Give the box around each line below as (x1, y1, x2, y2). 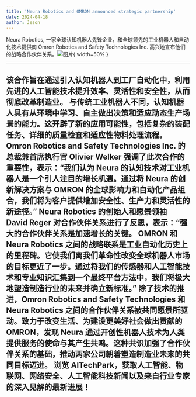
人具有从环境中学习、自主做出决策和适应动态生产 (6, 108, 183, 118)
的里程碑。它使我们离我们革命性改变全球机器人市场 (6, 250, 190, 260)
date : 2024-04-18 (6, 14, 48, 20)
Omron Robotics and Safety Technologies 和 (21, 294, 185, 304)
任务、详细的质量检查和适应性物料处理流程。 (6, 130, 167, 140)
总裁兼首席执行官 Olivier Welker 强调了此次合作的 (6, 151, 185, 161)
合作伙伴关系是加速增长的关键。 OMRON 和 (21, 229, 178, 239)
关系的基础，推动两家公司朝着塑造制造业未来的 (13, 349, 183, 359)
